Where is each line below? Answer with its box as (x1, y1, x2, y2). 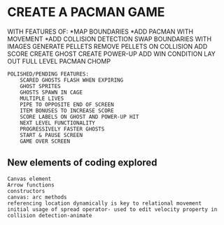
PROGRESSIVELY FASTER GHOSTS (20, 125, 105, 133)
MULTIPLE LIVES (20, 95, 64, 102)
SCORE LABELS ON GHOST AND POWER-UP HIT (20, 113, 139, 120)
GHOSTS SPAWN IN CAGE (20, 89, 83, 96)
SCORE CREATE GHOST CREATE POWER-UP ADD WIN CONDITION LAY (7, 50, 216, 58)
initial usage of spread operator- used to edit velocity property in (7, 205, 218, 213)
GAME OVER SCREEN (20, 138, 71, 145)
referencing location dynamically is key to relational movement (7, 200, 202, 207)
